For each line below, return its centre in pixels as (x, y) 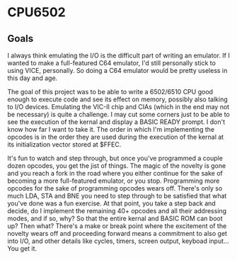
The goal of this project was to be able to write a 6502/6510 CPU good (110, 92)
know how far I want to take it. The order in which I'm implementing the (111, 129)
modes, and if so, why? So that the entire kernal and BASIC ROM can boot (115, 218)
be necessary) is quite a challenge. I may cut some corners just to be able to (118, 114)
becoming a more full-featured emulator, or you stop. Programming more (114, 181)
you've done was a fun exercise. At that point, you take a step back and (111, 203)
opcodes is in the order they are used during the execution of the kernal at (116, 137)
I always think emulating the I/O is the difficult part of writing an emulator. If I (118, 55)
